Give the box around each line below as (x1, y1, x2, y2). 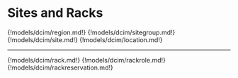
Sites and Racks (7, 5, 103, 21)
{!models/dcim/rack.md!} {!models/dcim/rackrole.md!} (7, 56, 166, 64)
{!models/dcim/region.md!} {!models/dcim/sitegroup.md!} (7, 28, 176, 37)
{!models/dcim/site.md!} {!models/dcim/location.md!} (7, 35, 163, 44)
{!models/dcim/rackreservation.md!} (7, 63, 113, 72)
